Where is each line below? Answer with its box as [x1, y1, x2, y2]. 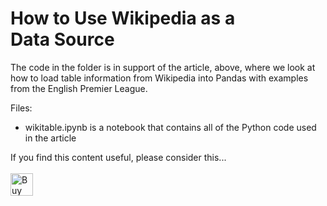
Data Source [10, 28, 115, 51]
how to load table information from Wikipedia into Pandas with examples [10, 72, 309, 84]
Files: [10, 102, 33, 114]
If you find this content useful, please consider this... [10, 151, 227, 163]
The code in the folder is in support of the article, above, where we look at [10, 61, 316, 73]
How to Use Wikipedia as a [10, 7, 236, 30]
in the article [24, 132, 77, 144]
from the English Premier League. [10, 82, 148, 94]
